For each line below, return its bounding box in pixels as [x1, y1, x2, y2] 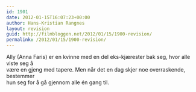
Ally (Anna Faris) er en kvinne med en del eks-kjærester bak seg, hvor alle [6, 54, 191, 60]
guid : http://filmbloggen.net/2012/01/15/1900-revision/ [6, 31, 153, 37]
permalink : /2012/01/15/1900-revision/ [6, 37, 107, 43]
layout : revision [6, 25, 50, 32]
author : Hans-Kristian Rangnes [6, 20, 85, 26]
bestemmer [6, 73, 35, 79]
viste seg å [6, 60, 34, 67]
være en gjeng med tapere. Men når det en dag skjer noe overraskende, [6, 66, 186, 73]
